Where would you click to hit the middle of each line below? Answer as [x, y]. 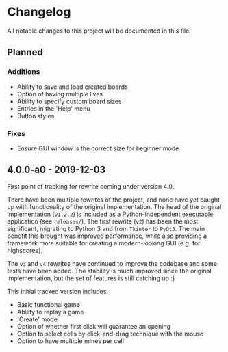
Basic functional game [48, 304]
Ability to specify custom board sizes [69, 101]
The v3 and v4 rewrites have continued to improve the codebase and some [112, 263]
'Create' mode [37, 319]
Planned [25, 52]
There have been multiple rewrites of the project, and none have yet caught [114, 200]
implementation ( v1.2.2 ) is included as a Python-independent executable [110, 214]
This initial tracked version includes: [58, 291]
